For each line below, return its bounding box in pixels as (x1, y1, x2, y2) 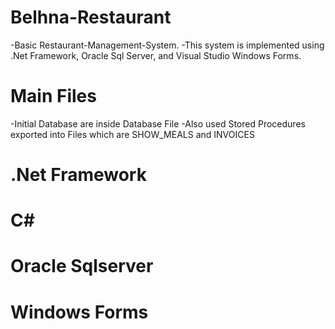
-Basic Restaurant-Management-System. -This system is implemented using (10, 39, 325, 51)
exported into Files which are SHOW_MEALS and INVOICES (10, 128, 255, 140)
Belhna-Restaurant (10, 6, 172, 29)
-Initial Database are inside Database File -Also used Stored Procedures (10, 117, 306, 130)
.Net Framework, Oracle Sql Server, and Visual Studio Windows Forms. (10, 49, 302, 61)
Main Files (10, 85, 97, 108)
